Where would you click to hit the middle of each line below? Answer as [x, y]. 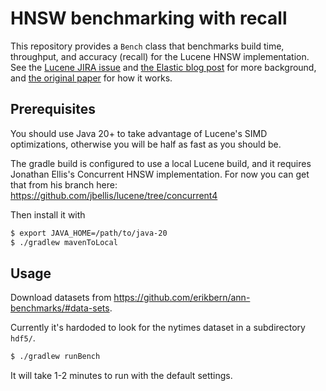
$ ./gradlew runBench [55, 357]
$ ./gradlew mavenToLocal [64, 242]
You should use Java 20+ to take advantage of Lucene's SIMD [139, 133]
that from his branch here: [64, 184]
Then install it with [48, 214]
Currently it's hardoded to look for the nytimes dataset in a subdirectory [158, 328]
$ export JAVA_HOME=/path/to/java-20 [89, 233]
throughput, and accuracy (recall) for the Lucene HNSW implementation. [160, 56]
